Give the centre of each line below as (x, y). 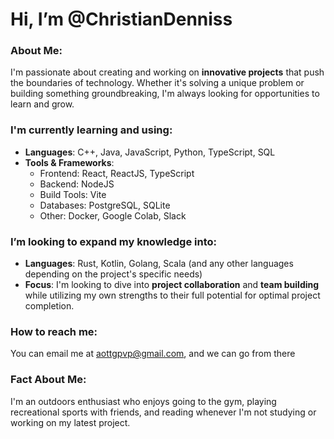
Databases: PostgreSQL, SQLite (105, 205)
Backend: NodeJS (77, 184)
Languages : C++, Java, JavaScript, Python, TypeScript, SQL (150, 152)
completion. (49, 306)
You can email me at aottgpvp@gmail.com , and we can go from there (153, 354)
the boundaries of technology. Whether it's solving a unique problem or (157, 83)
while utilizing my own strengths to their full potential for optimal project (172, 295)
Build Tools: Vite (73, 194)
